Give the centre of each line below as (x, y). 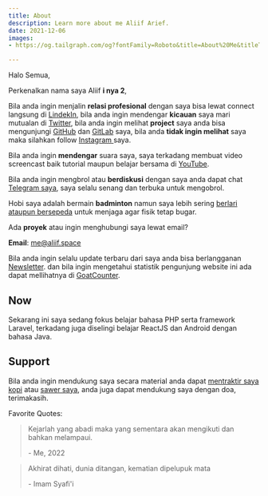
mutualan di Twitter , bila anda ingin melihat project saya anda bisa (117, 123)
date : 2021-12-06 (37, 30)
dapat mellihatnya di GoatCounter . (65, 276)
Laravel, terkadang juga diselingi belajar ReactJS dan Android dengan (123, 327)
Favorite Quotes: (35, 413)
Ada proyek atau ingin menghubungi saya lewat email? (99, 228)
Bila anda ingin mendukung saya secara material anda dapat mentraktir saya (134, 381)
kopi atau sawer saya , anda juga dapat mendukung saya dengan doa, (122, 389)
